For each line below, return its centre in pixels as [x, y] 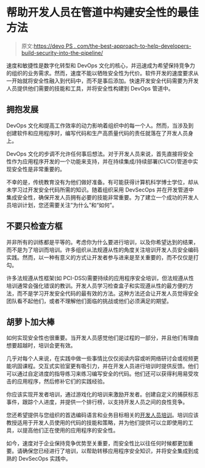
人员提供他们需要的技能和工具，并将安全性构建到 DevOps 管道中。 [90, 88]
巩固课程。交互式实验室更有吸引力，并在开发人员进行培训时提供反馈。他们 [105, 366]
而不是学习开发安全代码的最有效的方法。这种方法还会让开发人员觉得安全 [108, 293]
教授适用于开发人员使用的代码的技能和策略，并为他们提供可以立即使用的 [97, 423]
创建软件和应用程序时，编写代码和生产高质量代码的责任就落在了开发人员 [97, 133]
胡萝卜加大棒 [31, 322]
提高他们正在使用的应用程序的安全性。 [70, 430]
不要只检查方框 [34, 226]
